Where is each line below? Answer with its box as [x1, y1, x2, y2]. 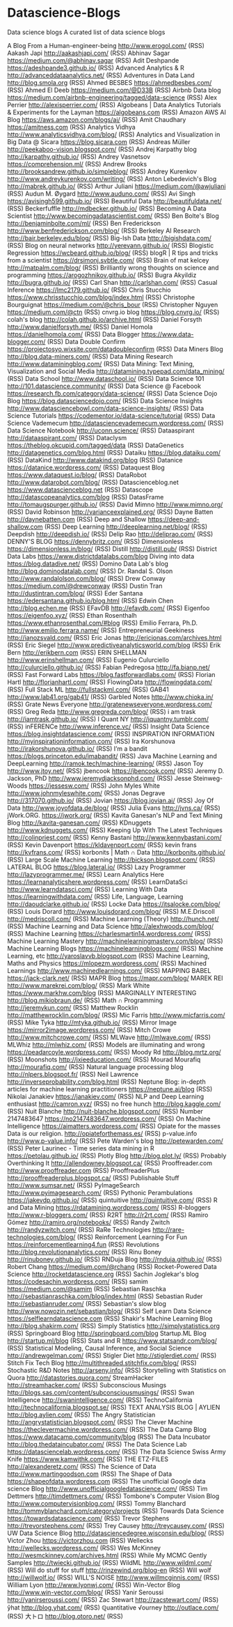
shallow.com [7, 522, 43, 531]
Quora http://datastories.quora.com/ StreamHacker [7, 1373, 154, 1382]
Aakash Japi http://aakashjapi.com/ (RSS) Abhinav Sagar [7, 49, 170, 57]
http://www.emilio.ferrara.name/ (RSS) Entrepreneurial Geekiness [7, 625, 195, 635]
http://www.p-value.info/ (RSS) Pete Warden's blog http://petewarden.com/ [7, 1137, 224, 1145]
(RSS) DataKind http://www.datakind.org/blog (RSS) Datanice [7, 456, 183, 464]
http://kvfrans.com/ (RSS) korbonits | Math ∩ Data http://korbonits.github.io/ [7, 848, 226, 856]
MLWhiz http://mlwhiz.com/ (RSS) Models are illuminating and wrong [7, 1040, 205, 1049]
